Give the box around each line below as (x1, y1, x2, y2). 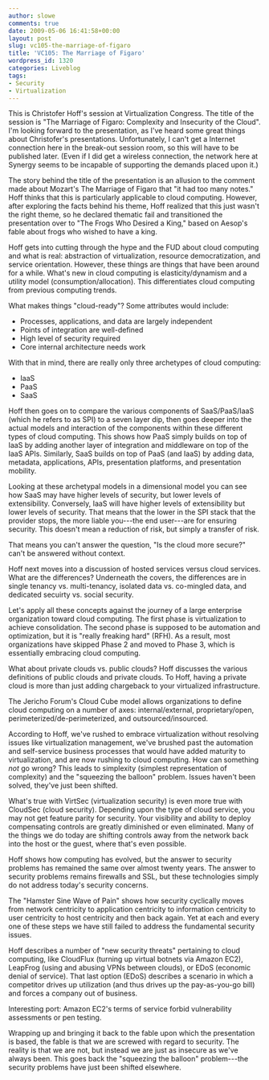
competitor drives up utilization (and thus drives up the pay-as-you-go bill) (8, 980, 255, 990)
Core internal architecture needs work (19, 342, 146, 352)
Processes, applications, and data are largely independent (19, 317, 213, 326)
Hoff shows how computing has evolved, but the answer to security (8, 854, 232, 864)
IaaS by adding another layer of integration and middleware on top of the (8, 441, 249, 450)
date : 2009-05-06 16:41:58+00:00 (8, 27, 120, 35)
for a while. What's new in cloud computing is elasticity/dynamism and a (8, 268, 247, 278)
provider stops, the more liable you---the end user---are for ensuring (8, 516, 237, 526)
